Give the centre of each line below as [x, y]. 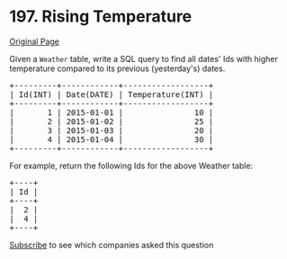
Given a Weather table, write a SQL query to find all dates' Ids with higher [144, 58]
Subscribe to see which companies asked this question [112, 245]
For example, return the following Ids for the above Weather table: [131, 165]
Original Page [35, 41]
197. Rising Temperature [101, 17]
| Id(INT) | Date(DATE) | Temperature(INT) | [112, 94]
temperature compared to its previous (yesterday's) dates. [117, 68]
